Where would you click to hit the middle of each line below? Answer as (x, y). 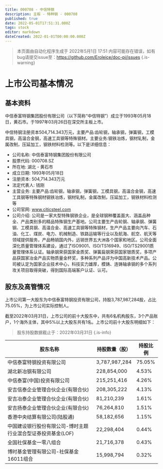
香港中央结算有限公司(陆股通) (41, 417)
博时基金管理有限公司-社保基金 (43, 452)
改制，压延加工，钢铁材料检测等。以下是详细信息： (60, 144)
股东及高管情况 (27, 287)
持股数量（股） (114, 349)
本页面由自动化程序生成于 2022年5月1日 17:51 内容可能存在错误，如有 (86, 51)
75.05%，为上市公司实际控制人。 (38, 305)
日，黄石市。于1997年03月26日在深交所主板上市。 (55, 122)
